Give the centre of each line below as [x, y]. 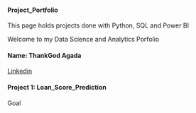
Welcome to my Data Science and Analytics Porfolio [83, 40]
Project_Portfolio [33, 10]
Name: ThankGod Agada [44, 55]
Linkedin [20, 71]
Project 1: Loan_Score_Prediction [57, 87]
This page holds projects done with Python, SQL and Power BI [98, 25]
